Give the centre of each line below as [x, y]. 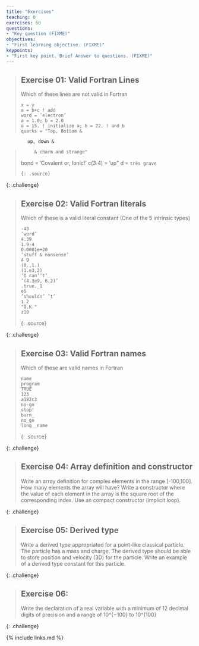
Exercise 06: [44, 594]
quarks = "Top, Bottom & [51, 131]
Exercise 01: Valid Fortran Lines [80, 80]
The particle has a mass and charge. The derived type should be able [106, 551]
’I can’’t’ [34, 276]
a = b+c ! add [38, 111]
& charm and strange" [61, 152]
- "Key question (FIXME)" [38, 34]
